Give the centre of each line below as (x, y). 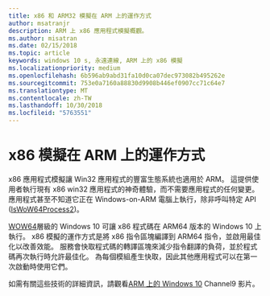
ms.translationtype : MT (48, 90)
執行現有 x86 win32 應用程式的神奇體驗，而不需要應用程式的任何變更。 (141, 189)
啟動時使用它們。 (44, 266)
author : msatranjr (39, 23)
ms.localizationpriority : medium (64, 68)
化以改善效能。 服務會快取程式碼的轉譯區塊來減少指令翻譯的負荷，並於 (126, 246)
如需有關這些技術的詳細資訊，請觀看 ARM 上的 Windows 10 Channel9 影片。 (134, 283)
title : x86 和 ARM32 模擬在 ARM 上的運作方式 (80, 16)
